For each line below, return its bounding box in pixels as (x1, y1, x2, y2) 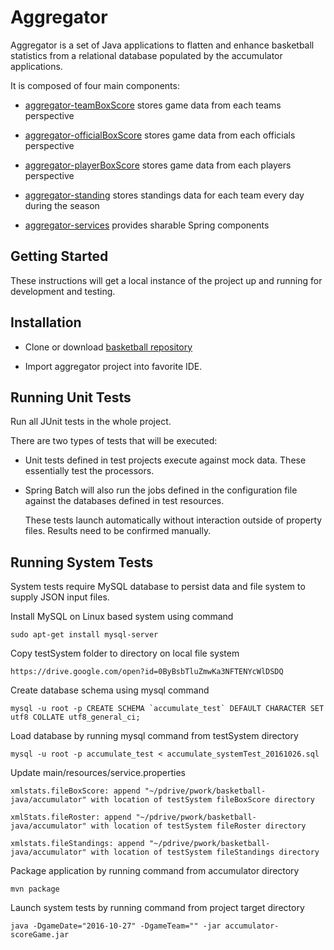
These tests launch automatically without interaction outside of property (24, 514, 323, 526)
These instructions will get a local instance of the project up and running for (10, 274, 323, 286)
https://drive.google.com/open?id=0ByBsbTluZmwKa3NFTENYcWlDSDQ (10, 667, 284, 677)
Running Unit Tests (10, 389, 132, 406)
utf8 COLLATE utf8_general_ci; (10, 712, 141, 723)
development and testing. (10, 285, 116, 297)
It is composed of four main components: (10, 79, 180, 91)
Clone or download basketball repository (24, 341, 193, 353)
